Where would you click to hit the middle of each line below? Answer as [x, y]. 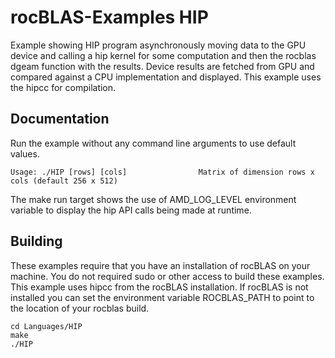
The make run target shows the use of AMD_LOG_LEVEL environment [153, 199]
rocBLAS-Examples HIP [109, 17]
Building [36, 241]
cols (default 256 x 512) [64, 181]
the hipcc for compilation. [63, 87]
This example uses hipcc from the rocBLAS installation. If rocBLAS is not [159, 287]
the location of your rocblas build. [80, 308]
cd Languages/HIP [46, 326]
